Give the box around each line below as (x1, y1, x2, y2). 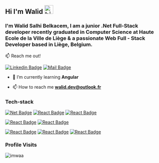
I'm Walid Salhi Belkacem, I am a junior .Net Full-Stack (5, 22, 139, 29)
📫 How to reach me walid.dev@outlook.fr (12, 84, 101, 90)
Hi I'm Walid (5, 7, 43, 16)
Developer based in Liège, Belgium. (5, 41, 93, 48)
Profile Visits (5, 141, 37, 148)
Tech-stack (5, 98, 34, 105)
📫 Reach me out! (5, 53, 41, 59)
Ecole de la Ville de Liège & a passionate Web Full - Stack (5, 35, 146, 42)
